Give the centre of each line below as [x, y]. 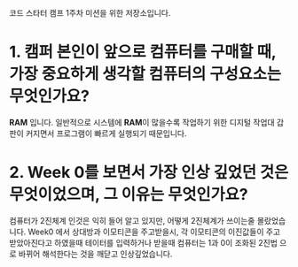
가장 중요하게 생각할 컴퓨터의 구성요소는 [145, 74]
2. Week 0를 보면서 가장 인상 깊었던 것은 [149, 173]
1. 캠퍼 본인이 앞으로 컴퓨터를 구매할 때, [143, 52]
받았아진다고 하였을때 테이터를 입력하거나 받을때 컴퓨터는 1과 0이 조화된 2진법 [143, 242]
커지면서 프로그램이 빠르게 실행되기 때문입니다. [106, 133]
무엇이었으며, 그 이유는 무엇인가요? [129, 195]
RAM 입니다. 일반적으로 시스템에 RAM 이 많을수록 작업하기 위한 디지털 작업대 [142, 122]
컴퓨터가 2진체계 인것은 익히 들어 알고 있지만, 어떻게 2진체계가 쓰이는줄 [132, 220]
